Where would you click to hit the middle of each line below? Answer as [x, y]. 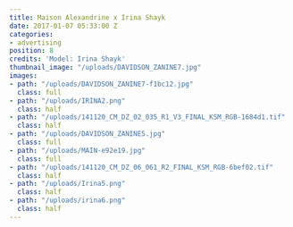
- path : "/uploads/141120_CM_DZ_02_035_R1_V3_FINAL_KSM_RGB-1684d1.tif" [147, 117]
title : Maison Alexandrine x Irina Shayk [88, 17]
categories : [31, 34]
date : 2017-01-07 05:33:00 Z [63, 26]
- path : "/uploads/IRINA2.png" [67, 101]
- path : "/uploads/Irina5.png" [67, 184]
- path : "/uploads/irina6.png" [67, 201]
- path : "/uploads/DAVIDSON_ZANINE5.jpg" [88, 134]
